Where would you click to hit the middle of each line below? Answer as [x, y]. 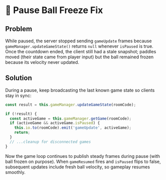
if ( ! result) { [21, 114]
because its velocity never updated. [42, 62]
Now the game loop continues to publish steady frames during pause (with [82, 156]
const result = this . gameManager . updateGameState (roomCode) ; [71, 105]
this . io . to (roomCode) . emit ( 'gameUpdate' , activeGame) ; [73, 128]
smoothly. [16, 172]
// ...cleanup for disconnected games [51, 142]
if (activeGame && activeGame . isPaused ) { [55, 123]
